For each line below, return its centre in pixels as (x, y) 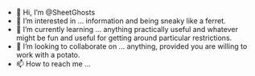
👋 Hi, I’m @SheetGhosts (56, 12)
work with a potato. (48, 55)
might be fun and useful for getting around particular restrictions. (124, 38)
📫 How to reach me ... (53, 64)
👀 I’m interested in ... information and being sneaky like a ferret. (121, 21)
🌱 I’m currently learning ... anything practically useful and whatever (127, 29)
